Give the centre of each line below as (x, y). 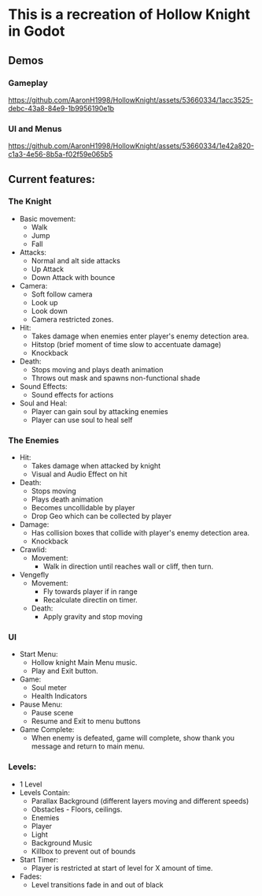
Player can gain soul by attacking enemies (100, 411)
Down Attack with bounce (73, 277)
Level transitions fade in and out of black (97, 884)
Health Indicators (59, 696)
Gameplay (28, 83)
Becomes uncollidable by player (83, 508)
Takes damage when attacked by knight (96, 466)
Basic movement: (48, 218)
